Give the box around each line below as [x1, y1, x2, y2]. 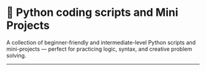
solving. [6, 51, 26, 59]
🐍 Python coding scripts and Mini [6, 6, 179, 20]
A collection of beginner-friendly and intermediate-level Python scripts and [6, 39, 196, 46]
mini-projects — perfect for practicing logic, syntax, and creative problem [6, 45, 193, 53]
